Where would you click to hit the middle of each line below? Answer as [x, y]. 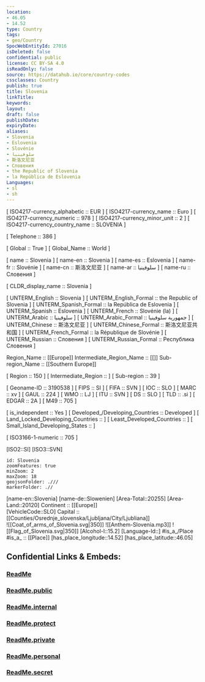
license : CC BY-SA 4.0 [35, 63]
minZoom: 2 [20, 471]
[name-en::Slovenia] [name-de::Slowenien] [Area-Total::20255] [86, 499]
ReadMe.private [31, 640]
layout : [16, 109]
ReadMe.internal [32, 607]
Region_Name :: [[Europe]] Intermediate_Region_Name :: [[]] [82, 357]
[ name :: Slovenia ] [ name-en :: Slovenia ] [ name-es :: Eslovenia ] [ [92, 260]
